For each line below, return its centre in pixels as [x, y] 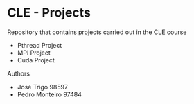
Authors [18, 73]
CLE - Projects [49, 13]
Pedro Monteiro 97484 [49, 94]
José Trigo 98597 [42, 87]
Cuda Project [36, 60]
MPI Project [34, 53]
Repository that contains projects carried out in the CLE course [97, 32]
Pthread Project [39, 45]
